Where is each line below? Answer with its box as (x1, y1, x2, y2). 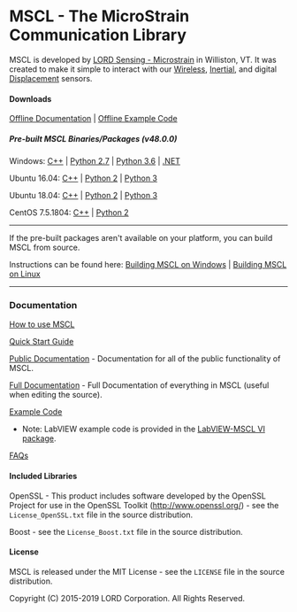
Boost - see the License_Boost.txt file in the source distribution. (9, 526, 243, 537)
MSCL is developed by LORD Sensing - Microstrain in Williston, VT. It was (9, 54, 277, 65)
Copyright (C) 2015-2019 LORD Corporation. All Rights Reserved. (9, 593, 246, 603)
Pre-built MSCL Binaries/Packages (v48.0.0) (9, 133, 178, 143)
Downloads (9, 93, 52, 104)
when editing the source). (9, 390, 103, 400)
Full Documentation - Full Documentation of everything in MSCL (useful (9, 380, 270, 391)
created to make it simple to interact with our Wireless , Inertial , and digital (9, 64, 277, 74)
